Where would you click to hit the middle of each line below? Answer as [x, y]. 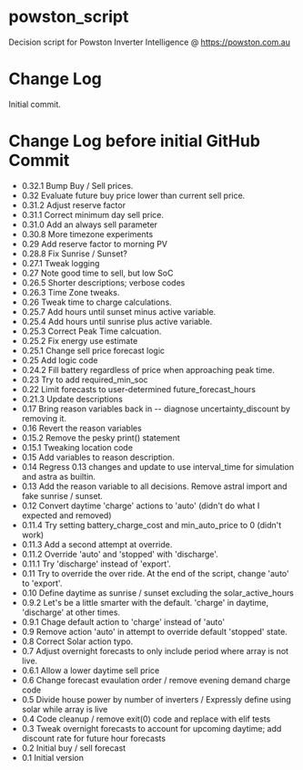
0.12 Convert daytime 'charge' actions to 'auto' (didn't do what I [141, 505]
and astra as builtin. [59, 476]
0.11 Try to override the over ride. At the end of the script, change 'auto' [155, 573]
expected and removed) [66, 515]
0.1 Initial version [52, 757]
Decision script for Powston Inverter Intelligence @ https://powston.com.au [149, 42]
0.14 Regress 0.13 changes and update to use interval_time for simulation [158, 466]
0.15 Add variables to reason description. [98, 457]
